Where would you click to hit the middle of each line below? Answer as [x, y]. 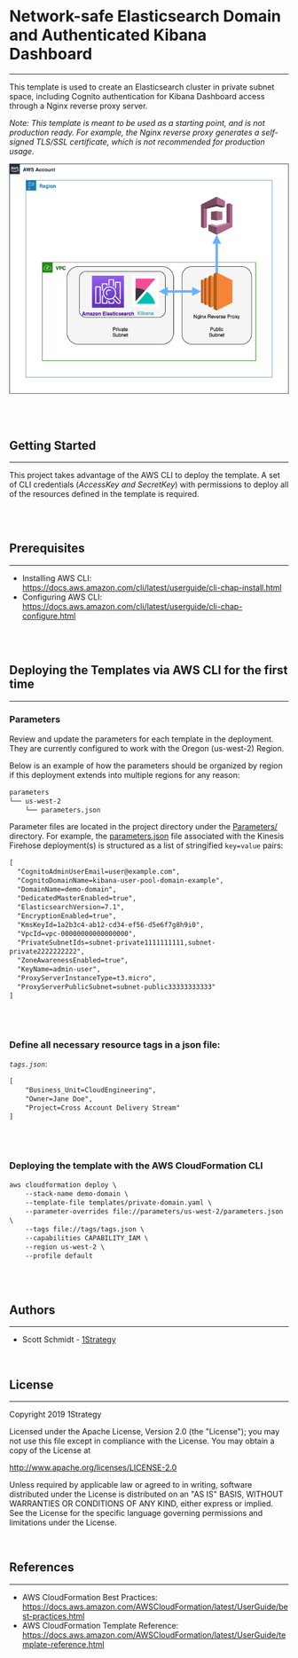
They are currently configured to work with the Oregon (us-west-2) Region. [147, 748]
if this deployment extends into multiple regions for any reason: [125, 774]
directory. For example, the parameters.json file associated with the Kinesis [147, 836]
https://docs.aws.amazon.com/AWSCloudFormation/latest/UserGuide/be [155, 1607]
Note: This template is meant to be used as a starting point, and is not [137, 122]
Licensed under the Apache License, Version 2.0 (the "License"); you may [145, 1432]
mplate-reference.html [63, 1644]
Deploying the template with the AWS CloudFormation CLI [136, 1166]
